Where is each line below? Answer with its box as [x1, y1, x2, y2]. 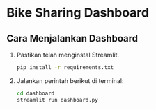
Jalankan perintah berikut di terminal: [16, 76, 124, 84]
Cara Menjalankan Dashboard [6, 33, 139, 44]
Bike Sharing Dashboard [6, 5, 150, 21]
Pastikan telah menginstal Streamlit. [16, 51, 120, 59]
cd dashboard [16, 90, 55, 97]
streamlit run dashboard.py [16, 96, 98, 103]
